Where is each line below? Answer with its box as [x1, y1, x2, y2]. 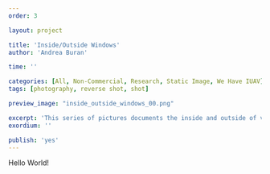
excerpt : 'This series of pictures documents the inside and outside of [8, 114, 257, 122]
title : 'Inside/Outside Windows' [8, 41, 121, 49]
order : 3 [8, 11, 38, 20]
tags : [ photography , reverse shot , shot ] [8, 85, 149, 93]
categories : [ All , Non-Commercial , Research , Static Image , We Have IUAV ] [8, 77, 264, 85]
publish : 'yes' [8, 136, 59, 144]
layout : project [8, 26, 63, 35]
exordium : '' [8, 122, 52, 130]
